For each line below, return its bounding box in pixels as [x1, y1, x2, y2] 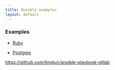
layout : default [5, 12, 39, 17]
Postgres [12, 49, 31, 55]
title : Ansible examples [5, 7, 57, 12]
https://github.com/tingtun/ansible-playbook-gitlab [5, 59, 110, 65]
